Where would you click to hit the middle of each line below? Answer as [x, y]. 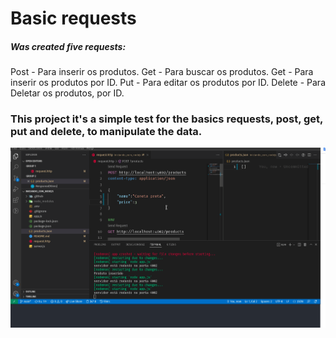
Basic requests [73, 18]
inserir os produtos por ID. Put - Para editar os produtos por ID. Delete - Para [168, 83]
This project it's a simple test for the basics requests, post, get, [167, 119]
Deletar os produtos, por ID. [67, 93]
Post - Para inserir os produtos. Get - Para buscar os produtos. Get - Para [162, 72]
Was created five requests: [68, 46]
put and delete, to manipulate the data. [106, 132]
